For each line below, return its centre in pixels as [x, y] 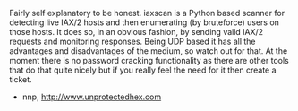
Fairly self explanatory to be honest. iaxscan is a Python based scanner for [147, 13]
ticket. [21, 79]
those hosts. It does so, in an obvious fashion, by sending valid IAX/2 [136, 32]
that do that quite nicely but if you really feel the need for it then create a [143, 70]
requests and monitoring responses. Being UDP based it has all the [133, 41]
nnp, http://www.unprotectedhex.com [92, 97]
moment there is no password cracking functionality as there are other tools [149, 60]
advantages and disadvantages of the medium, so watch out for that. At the [149, 51]
